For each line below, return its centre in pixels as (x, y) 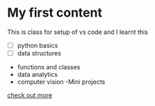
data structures (39, 53)
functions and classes (49, 67)
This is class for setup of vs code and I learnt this (77, 32)
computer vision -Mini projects (61, 82)
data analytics (37, 75)
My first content (55, 13)
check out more (30, 96)
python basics (38, 45)
